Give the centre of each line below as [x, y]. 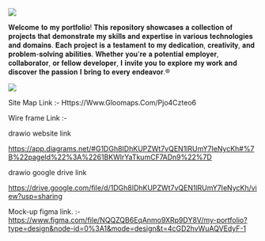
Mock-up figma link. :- [44, 212]
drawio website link [40, 133]
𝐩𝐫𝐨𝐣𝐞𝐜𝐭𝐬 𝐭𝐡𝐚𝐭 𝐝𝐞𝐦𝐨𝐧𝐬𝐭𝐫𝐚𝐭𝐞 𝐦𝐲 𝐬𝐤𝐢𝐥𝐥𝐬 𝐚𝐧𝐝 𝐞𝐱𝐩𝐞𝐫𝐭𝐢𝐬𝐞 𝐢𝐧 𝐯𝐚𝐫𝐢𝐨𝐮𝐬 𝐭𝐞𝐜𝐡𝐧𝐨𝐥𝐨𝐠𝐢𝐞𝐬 [131, 36]
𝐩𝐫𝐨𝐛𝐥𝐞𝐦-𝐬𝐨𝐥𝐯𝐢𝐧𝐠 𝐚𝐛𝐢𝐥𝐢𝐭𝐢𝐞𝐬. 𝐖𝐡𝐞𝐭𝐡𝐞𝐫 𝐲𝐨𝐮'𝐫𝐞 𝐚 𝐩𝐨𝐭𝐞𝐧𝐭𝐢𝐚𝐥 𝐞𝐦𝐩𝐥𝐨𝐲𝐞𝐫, [114, 54]
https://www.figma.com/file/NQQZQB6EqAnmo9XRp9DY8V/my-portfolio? [128, 220]
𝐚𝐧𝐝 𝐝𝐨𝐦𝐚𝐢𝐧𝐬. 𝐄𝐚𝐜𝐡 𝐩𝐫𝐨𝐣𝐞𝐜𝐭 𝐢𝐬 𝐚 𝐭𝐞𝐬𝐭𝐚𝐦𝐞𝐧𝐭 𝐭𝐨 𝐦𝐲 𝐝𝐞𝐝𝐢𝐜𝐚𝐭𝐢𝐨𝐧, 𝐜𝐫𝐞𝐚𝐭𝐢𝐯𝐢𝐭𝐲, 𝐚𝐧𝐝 [132, 45]
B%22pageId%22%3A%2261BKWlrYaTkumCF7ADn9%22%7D [110, 157]
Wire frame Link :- [38, 118]
